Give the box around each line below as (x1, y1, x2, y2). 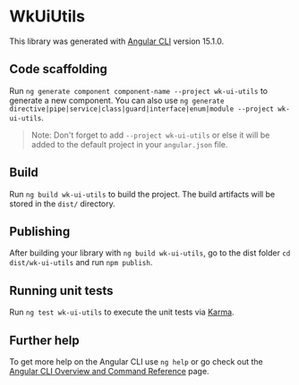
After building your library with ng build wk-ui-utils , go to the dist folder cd (9, 247, 291, 258)
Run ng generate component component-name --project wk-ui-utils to (9, 85, 269, 96)
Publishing (9, 223, 71, 239)
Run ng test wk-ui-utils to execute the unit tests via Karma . (9, 306, 235, 318)
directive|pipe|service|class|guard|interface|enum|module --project (9, 105, 275, 113)
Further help (9, 332, 81, 347)
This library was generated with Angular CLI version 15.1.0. (9, 36, 225, 46)
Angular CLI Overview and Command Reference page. (9, 366, 209, 376)
